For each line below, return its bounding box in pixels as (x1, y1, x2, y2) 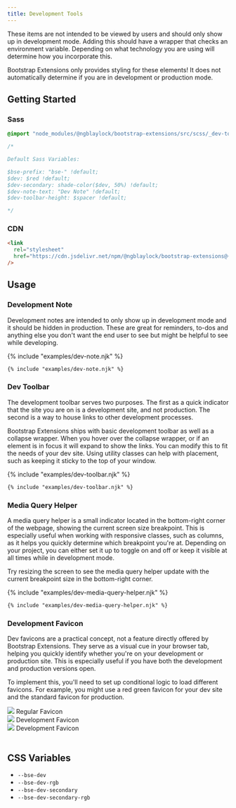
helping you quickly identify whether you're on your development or (7, 649, 204, 658)
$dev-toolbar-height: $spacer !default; (7, 195, 128, 202)
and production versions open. (7, 665, 96, 673)
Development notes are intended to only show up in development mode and (7, 315, 227, 324)
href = (13, 253, 30, 260)
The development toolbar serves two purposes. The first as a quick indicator (7, 398, 230, 406)
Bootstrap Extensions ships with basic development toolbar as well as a (7, 426, 214, 435)
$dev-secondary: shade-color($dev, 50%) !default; (7, 181, 159, 188)
